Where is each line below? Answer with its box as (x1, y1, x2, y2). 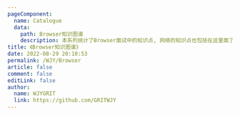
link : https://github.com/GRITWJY (14, 97, 116, 104)
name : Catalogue (14, 17, 62, 24)
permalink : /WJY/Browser (7, 57, 81, 64)
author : (7, 84, 31, 91)
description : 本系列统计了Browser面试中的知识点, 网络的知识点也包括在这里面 (20, 37, 229, 44)
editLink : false (7, 76, 56, 84)
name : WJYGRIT (14, 90, 56, 97)
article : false (7, 64, 53, 71)
